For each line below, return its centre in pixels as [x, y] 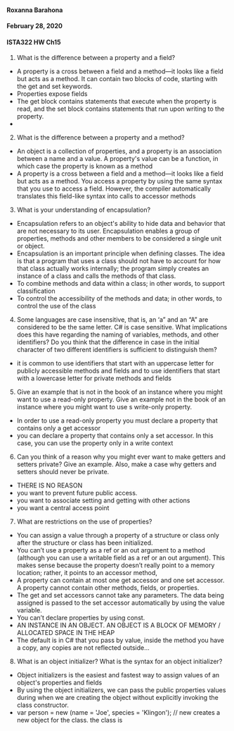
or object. [31, 246]
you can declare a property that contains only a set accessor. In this [115, 436]
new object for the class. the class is [70, 720]
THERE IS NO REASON [50, 485]
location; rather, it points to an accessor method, [87, 573]
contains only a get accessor [59, 428]
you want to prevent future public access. [77, 493]
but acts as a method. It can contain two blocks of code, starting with [117, 79]
